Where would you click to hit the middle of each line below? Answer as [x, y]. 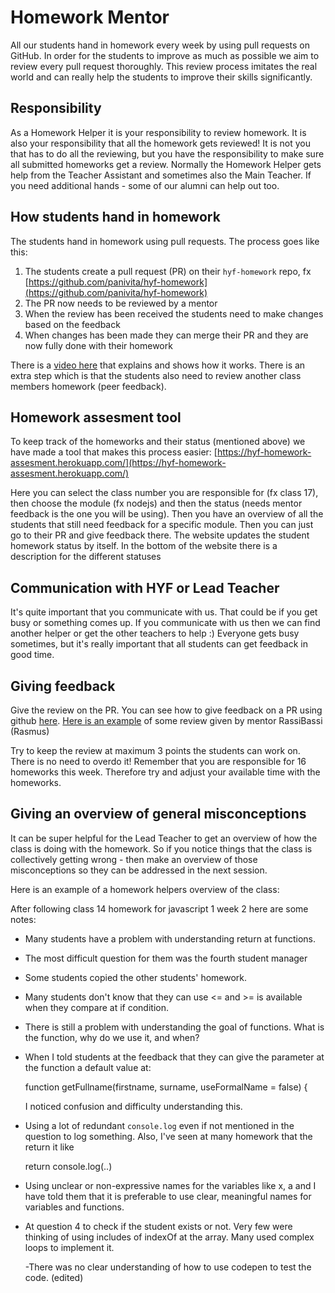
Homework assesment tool [96, 417]
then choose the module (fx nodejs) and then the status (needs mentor [156, 503]
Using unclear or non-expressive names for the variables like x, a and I [170, 1185]
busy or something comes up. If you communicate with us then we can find [165, 623]
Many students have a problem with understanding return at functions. [170, 938]
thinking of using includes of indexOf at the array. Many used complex [169, 1237]
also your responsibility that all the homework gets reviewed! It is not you [160, 143]
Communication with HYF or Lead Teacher [145, 587]
